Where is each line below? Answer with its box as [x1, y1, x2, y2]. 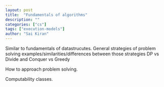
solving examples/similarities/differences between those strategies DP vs [5, 51, 159, 57]
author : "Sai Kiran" [5, 31, 49, 36]
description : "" [5, 17, 40, 22]
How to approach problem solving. [5, 66, 78, 72]
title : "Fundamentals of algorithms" [5, 12, 88, 17]
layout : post [5, 7, 33, 13]
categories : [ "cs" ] [5, 21, 47, 27]
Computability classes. [5, 76, 53, 82]
